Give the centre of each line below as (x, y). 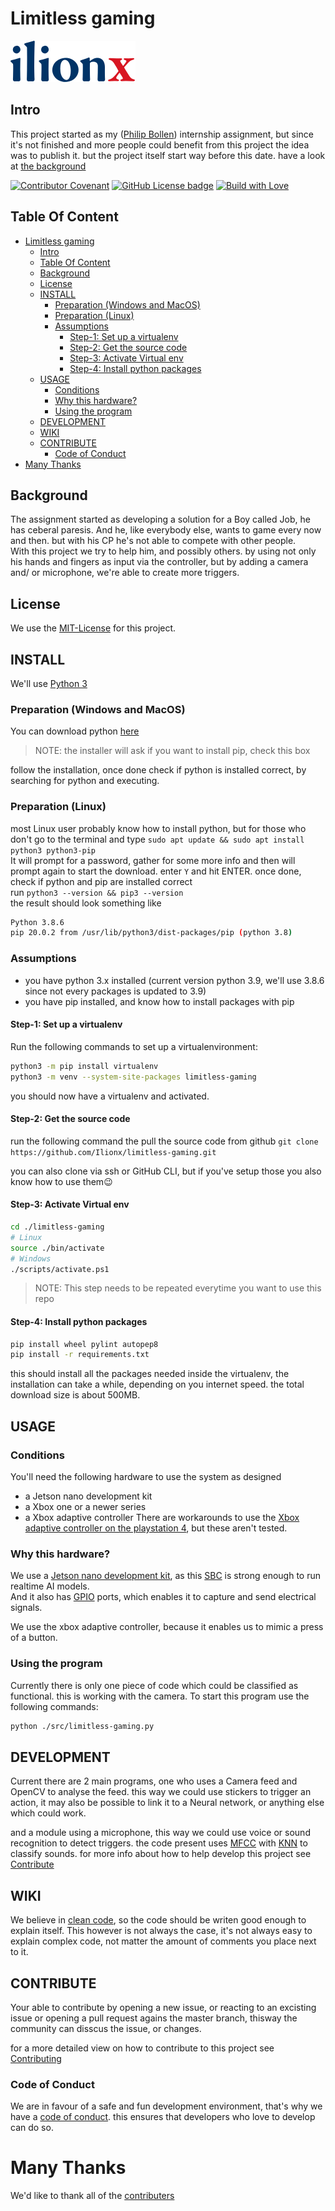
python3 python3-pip (53, 850)
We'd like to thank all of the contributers (92, 2196)
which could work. (48, 1813)
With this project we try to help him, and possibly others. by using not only (163, 551)
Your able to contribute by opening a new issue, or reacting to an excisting (163, 2007)
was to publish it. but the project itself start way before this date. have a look (168, 155)
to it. (19, 1952)
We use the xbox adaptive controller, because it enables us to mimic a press (167, 1627)
